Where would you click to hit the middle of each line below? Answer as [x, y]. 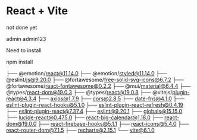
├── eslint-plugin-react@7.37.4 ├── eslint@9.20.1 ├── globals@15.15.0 [94, 111]
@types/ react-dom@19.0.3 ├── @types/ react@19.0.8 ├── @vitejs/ [89, 92]
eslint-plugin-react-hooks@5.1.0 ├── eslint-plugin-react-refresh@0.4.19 [95, 104]
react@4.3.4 [21, 98]
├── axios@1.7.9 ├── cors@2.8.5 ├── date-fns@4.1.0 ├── [111, 98]
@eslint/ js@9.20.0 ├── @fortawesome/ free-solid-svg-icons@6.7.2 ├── [95, 79]
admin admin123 [26, 39]
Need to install [24, 50]
